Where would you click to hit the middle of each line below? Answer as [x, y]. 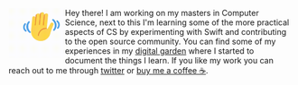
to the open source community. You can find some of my [171, 41]
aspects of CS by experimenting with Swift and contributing [176, 32]
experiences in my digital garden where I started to [160, 51]
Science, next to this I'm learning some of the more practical [177, 22]
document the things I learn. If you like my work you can [170, 60]
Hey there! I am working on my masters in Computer [162, 13]
